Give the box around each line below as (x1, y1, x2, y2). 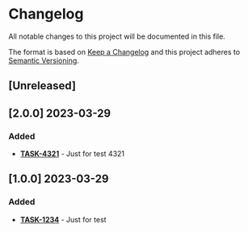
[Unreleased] (8, 79, 77, 93)
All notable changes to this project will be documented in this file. (8, 31, 226, 41)
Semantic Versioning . (8, 56, 79, 65)
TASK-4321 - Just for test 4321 (19, 149, 125, 159)
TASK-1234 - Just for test (19, 214, 107, 224)
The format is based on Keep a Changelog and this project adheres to (8, 47, 241, 56)
